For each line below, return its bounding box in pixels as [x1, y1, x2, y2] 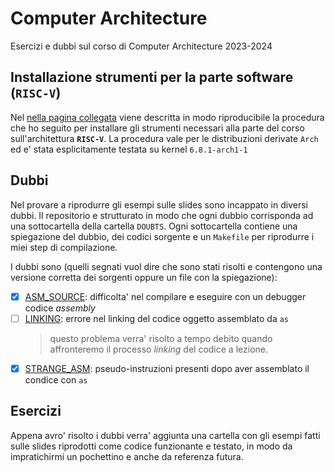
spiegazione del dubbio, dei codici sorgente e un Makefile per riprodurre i [10, 230, 315, 242]
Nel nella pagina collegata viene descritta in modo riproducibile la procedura [10, 111, 325, 123]
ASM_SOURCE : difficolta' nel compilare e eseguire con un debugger [24, 290, 307, 302]
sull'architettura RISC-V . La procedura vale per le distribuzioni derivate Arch [10, 132, 319, 144]
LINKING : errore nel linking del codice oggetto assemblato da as [24, 312, 290, 324]
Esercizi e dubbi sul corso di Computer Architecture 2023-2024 [10, 40, 273, 52]
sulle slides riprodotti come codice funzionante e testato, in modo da [10, 440, 293, 452]
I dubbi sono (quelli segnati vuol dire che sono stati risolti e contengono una [10, 260, 323, 272]
